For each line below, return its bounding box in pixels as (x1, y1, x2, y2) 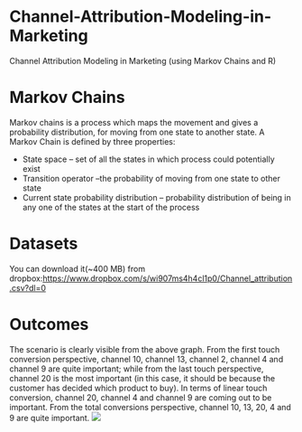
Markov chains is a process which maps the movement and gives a (9, 117, 259, 127)
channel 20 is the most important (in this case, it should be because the (9, 372, 276, 383)
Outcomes (9, 315, 89, 334)
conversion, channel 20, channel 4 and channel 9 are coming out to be (9, 391, 272, 403)
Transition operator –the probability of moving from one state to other (22, 173, 281, 183)
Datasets (9, 233, 78, 254)
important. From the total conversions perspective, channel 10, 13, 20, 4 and (9, 401, 291, 412)
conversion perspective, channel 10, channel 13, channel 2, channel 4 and (9, 353, 284, 364)
